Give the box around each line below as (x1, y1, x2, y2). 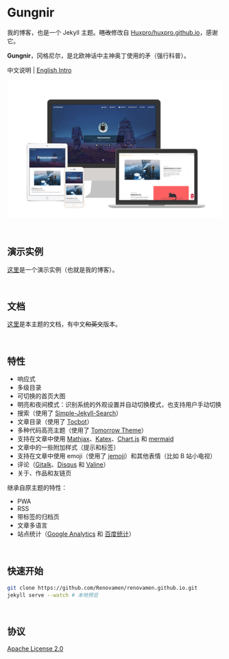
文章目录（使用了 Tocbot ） (16, 418, 93, 426)
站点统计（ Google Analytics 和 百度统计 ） (16, 530, 135, 538)
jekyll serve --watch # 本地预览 (7, 591, 99, 599)
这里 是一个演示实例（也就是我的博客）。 (7, 265, 119, 273)
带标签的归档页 (16, 512, 60, 521)
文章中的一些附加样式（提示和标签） (16, 443, 120, 451)
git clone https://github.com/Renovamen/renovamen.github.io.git (7, 584, 197, 592)
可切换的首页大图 (16, 392, 66, 400)
